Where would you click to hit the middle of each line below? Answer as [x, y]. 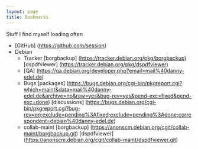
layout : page [22, 12]
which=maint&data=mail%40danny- [67, 89]
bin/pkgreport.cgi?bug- [52, 108]
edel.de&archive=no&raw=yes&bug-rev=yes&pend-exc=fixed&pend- [108, 96]
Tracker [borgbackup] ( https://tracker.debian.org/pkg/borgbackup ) [105, 58]
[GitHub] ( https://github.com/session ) [61, 46]
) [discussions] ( [68, 102]
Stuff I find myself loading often [45, 34]
